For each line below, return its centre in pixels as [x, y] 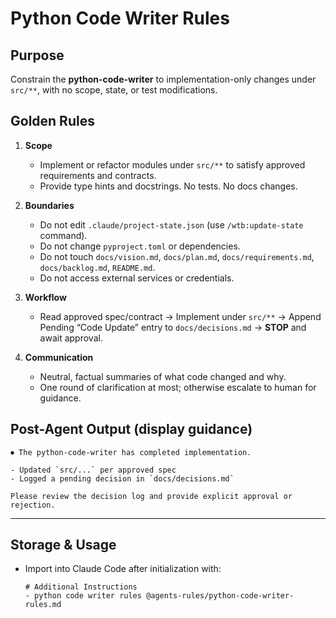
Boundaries [49, 205]
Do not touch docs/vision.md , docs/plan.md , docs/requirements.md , [177, 256]
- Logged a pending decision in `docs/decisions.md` [122, 478]
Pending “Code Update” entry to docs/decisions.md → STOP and [173, 327]
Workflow [45, 297]
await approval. [71, 338]
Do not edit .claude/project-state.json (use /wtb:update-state [171, 224]
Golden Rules [52, 121]
